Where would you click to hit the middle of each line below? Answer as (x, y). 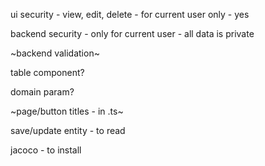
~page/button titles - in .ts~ (67, 111)
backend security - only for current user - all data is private (132, 33)
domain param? (42, 92)
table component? (47, 72)
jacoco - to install (46, 150)
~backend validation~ (55, 53)
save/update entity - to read (68, 130)
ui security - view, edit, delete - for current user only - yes (130, 14)
